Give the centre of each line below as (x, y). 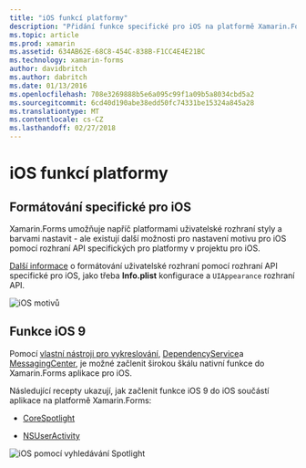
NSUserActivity (51, 435)
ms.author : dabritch (49, 78)
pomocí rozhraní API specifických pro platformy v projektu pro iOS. (135, 248)
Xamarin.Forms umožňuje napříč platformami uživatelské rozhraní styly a (146, 229)
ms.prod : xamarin (42, 43)
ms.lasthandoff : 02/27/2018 (63, 129)
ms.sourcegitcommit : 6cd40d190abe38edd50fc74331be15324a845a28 (132, 103)
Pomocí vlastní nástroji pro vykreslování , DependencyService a (127, 353)
